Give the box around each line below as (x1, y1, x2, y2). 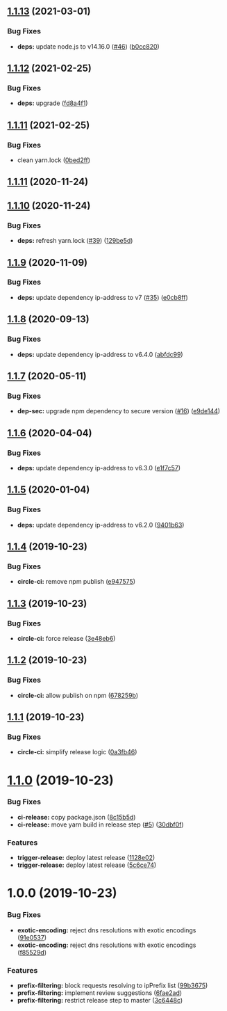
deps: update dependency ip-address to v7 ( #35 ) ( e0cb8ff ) (17, 293, 189, 301)
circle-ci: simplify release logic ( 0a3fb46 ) (17, 748, 137, 756)
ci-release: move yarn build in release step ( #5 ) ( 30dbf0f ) (17, 820, 184, 829)
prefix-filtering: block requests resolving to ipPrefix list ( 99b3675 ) (17, 981, 208, 989)
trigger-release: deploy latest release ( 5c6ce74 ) (17, 861, 157, 869)
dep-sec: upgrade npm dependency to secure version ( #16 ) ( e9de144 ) (17, 407, 221, 415)
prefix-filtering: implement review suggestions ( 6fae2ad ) (17, 988, 183, 997)
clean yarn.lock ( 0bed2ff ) (17, 156, 91, 164)
